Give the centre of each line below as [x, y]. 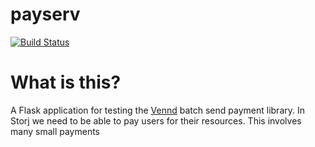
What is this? [66, 82]
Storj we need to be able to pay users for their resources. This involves [156, 120]
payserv [45, 14]
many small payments [55, 131]
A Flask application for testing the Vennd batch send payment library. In [157, 110]
